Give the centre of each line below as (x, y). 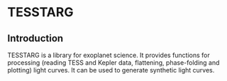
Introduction (35, 38)
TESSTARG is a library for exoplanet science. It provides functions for (109, 55)
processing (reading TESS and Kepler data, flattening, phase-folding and (113, 63)
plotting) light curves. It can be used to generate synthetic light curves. (111, 70)
